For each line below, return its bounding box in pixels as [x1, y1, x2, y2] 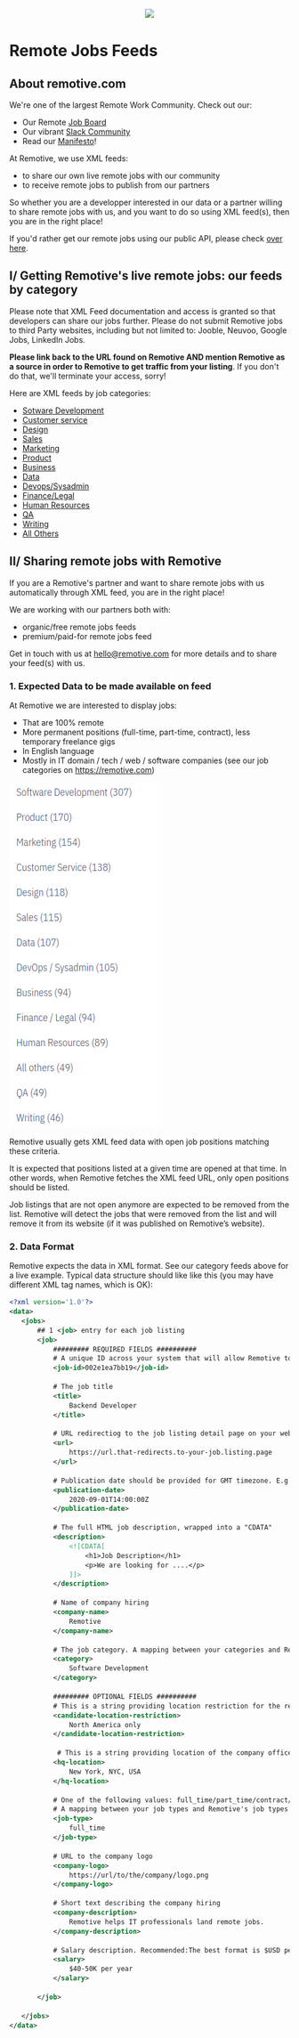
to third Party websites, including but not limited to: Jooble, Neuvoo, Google [9, 325, 287, 336]
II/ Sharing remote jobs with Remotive [9, 554, 222, 569]
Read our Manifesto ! [21, 136, 97, 146]
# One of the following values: [53, 1795, 174, 1805]
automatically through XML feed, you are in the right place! [9, 587, 225, 597]
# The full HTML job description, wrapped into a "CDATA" [53, 1523, 273, 1532]
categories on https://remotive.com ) [21, 764, 156, 775]
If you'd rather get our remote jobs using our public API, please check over [9, 233, 283, 244]
